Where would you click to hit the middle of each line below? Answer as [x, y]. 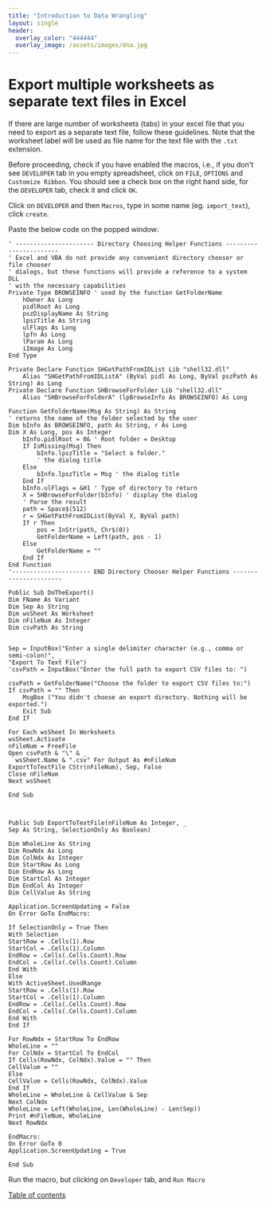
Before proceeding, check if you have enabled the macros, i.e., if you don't [131, 165]
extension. [25, 149]
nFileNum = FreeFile [43, 746]
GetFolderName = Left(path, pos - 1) [99, 537]
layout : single [33, 23]
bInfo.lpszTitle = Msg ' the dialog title [108, 474]
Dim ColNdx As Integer [46, 858]
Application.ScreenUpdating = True [67, 1151]
